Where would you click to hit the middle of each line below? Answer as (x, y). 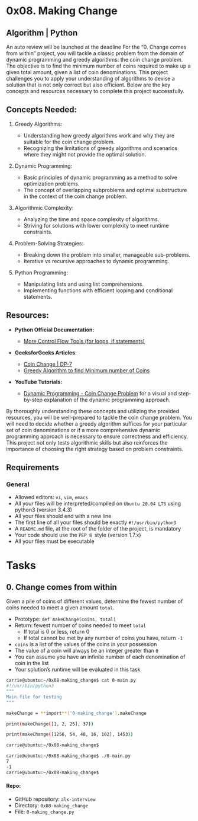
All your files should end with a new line (63, 516)
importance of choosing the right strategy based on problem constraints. (95, 449)
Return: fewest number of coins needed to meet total (80, 625)
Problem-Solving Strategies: (49, 243)
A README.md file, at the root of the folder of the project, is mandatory (98, 529)
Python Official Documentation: (54, 330)
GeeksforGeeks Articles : (46, 352)
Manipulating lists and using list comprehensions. (83, 284)
